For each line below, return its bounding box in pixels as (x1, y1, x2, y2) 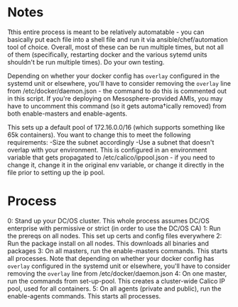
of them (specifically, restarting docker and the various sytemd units (7, 50, 207, 59)
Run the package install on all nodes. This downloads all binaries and (7, 239, 210, 247)
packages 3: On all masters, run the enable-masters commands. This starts (7, 246, 228, 255)
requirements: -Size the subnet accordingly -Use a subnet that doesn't (7, 138, 215, 146)
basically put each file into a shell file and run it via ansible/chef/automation (7, 35, 229, 43)
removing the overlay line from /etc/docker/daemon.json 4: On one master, (7, 269, 227, 277)
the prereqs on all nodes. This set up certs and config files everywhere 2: (7, 231, 222, 240)
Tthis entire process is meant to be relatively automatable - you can (7, 28, 205, 36)
